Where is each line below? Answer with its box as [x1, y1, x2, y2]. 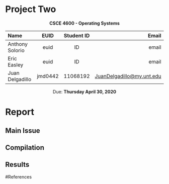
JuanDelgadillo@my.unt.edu [95, 72, 161, 79]
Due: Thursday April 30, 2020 [52, 88, 117, 95]
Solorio [8, 47, 25, 54]
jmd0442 [37, 72, 59, 79]
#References [5, 173, 32, 179]
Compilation [5, 143, 44, 152]
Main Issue [5, 126, 40, 135]
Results [5, 160, 30, 169]
